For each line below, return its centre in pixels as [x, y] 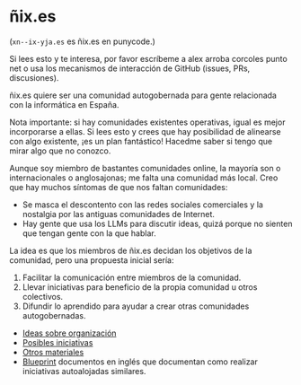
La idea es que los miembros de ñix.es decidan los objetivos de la [131, 250]
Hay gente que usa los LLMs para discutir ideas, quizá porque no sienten [157, 223]
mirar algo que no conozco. [60, 151]
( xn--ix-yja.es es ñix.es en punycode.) [82, 41]
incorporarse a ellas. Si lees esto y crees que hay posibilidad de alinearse [145, 131]
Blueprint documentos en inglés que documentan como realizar [140, 362]
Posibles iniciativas [58, 342]
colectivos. [43, 296]
